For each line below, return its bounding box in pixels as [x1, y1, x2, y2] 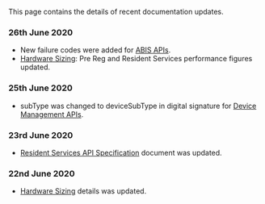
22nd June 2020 [8, 168, 75, 179]
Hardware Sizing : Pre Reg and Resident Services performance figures [19, 54, 253, 64]
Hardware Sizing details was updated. [19, 186, 147, 196]
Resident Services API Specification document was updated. [19, 148, 222, 157]
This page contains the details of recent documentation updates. [8, 7, 224, 16]
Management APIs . [19, 109, 84, 119]
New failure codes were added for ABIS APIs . [19, 45, 171, 55]
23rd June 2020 [8, 129, 74, 140]
